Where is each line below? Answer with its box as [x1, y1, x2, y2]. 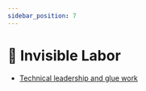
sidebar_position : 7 [7, 11, 77, 20]
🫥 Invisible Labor [7, 46, 122, 64]
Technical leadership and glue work [19, 73, 139, 83]
